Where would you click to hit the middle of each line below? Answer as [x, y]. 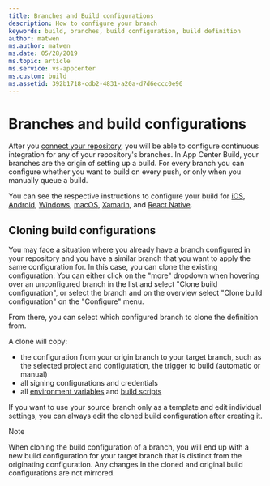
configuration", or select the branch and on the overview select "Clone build [135, 293]
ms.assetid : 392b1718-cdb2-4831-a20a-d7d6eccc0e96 [96, 83]
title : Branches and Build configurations [81, 16]
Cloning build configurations [82, 230]
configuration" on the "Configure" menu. [76, 301]
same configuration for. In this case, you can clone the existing [113, 267]
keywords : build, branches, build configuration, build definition [125, 31]
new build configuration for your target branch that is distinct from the [125, 456]
